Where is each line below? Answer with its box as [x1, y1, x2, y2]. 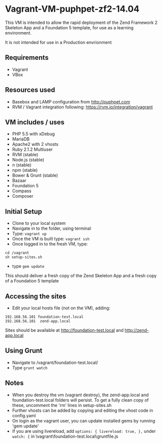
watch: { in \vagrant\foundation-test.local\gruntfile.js [12, 433, 118, 439]
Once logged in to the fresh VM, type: [12, 241, 88, 247]
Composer [12, 193, 34, 199]
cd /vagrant [5, 250, 29, 256]
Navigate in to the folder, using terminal [12, 225, 91, 231]
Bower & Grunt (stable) [12, 172, 58, 179]
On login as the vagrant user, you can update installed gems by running [12, 418, 156, 424]
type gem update [12, 263, 45, 269]
